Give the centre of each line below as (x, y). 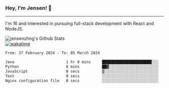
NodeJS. (14, 29)
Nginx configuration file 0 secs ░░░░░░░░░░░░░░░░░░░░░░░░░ (82, 80)
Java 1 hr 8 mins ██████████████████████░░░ (82, 62)
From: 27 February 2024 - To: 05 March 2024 (53, 53)
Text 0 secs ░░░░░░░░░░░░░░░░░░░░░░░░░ (82, 76)
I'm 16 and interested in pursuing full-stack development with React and (80, 23)
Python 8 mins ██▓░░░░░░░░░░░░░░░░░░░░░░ (82, 67)
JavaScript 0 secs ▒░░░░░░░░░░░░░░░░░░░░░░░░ (82, 71)
